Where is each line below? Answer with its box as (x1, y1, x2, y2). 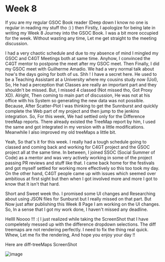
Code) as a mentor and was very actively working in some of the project (5, 154, 153, 160)
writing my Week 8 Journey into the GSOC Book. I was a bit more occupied (5, 30, 159, 36)
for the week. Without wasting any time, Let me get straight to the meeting (5, 35, 157, 41)
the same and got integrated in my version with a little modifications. (5, 124, 145, 130)
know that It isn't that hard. (5, 181, 60, 187)
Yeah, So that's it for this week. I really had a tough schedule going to (5, 138, 147, 144)
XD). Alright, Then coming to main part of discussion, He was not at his (5, 92, 150, 98)
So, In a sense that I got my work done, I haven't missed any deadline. (5, 206, 148, 212)
